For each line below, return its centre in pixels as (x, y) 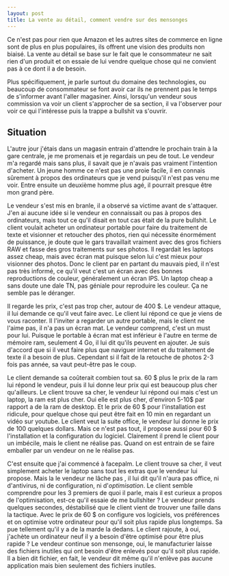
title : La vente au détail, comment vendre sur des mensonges (97, 20)
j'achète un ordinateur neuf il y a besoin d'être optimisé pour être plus (105, 537)
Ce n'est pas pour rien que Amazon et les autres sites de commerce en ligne (115, 39)
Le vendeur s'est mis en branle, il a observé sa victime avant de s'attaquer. (112, 205)
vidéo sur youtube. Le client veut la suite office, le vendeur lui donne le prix (113, 421)
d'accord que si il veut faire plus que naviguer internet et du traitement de (111, 350)
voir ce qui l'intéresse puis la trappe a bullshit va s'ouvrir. (87, 111)
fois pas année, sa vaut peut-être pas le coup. (72, 364)
